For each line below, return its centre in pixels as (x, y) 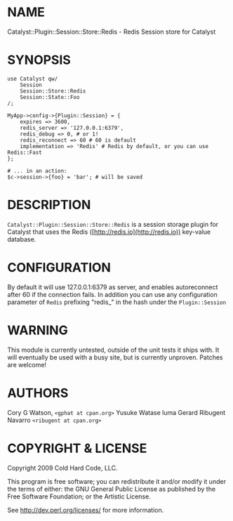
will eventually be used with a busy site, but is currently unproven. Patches (115, 357)
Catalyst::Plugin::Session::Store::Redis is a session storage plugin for (113, 224)
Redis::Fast (25, 152)
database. (22, 239)
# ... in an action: (38, 171)
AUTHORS (38, 393)
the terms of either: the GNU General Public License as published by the (112, 489)
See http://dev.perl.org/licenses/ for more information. (86, 510)
